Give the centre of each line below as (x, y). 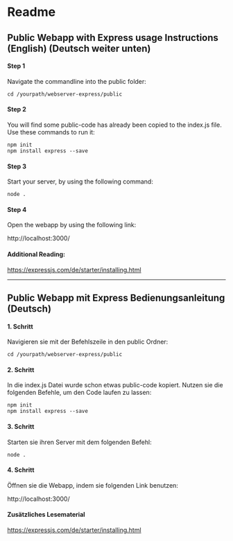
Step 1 (16, 66)
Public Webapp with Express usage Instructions (113, 38)
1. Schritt (20, 326)
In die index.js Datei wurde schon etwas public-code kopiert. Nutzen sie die (115, 385)
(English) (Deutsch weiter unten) (79, 48)
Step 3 (17, 166)
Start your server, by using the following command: (80, 181)
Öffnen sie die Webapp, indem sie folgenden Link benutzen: (93, 485)
